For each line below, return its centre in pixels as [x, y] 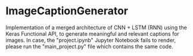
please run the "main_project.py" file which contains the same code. [89, 46]
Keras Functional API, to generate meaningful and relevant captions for [92, 33]
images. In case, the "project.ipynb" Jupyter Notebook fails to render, [91, 40]
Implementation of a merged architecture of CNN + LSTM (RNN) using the [96, 27]
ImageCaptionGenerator [67, 11]
